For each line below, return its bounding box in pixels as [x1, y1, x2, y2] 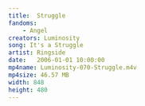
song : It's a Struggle [8, 41, 84, 49]
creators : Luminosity [8, 33, 80, 42]
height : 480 [8, 85, 48, 94]
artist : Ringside [8, 49, 66, 57]
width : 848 [8, 78, 45, 86]
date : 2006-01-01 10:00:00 [8, 57, 105, 65]
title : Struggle [8, 11, 66, 20]
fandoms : [8, 19, 37, 27]
